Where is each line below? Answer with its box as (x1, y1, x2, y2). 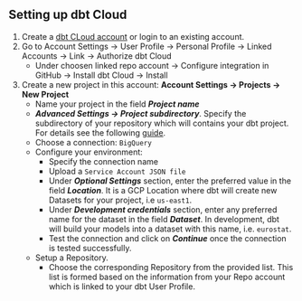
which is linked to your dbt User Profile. (48, 280, 196, 292)
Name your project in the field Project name (34, 99, 200, 109)
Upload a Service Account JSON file (48, 165, 186, 176)
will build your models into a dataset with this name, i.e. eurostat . (48, 223, 292, 234)
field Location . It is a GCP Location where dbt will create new (48, 184, 278, 195)
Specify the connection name (48, 155, 159, 166)
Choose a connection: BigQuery (34, 136, 153, 147)
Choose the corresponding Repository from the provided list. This (48, 261, 294, 272)
